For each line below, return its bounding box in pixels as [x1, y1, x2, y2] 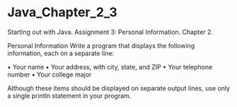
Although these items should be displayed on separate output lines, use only [7, 84, 231, 92]
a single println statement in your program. [7, 91, 132, 100]
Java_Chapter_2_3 [7, 4, 118, 21]
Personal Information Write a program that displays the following [7, 41, 195, 50]
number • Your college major [7, 70, 92, 79]
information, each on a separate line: [7, 49, 115, 57]
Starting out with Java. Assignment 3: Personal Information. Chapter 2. [7, 28, 214, 36]
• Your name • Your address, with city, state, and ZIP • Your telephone [7, 62, 213, 71]
